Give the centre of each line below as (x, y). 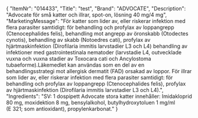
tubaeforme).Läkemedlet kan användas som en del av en (75, 65)
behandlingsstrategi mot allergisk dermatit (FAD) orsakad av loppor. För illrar (99, 71)
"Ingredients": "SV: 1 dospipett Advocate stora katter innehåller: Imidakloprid (99, 96)
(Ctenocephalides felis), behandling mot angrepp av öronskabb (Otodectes (97, 34)
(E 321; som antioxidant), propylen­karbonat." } (62, 109)
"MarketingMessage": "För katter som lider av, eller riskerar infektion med (96, 21)
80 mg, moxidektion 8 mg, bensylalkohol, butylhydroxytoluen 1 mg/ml (91, 102)
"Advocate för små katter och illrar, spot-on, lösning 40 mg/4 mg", (87, 15)
